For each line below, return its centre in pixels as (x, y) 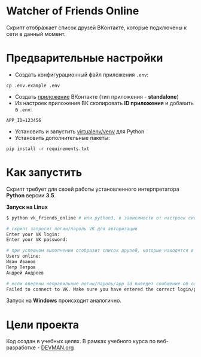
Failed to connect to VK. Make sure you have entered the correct (91, 289)
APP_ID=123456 (24, 120)
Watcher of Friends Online (73, 11)
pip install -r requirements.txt (48, 149)
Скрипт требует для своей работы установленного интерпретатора (93, 189)
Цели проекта (43, 325)
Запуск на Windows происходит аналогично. (64, 301)
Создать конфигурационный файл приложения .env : (82, 74)
